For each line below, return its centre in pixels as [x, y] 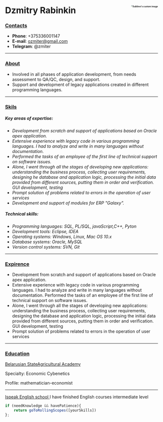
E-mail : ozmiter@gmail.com [40, 41]
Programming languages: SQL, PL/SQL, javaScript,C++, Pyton [74, 226]
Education [17, 354]
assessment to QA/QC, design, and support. [56, 79]
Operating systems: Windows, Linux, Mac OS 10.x [62, 236]
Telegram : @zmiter [31, 47]
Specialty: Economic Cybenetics [38, 373]
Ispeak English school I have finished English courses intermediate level [77, 397]
